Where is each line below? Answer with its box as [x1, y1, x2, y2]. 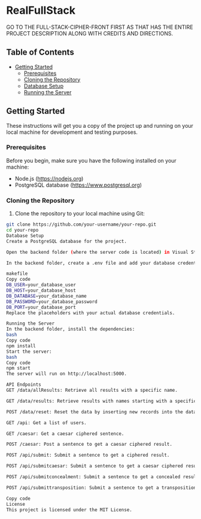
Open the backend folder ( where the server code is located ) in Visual [6, 249, 188, 255]
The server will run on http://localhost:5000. [6, 371, 127, 377]
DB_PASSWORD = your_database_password [6, 298, 98, 305]
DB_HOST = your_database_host [6, 287, 77, 294]
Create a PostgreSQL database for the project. [6, 238, 127, 244]
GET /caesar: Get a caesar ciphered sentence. [6, 430, 124, 437]
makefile [6, 271, 28, 277]
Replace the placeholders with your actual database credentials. [6, 310, 175, 316]
